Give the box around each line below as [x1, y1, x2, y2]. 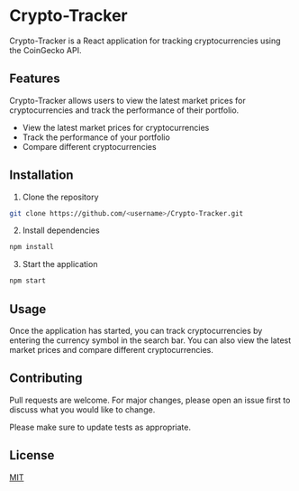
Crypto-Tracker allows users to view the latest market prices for [9, 95, 246, 106]
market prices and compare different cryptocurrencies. [9, 345, 214, 355]
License [9, 448, 55, 463]
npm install [9, 243, 54, 252]
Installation [9, 168, 74, 183]
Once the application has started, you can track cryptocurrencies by [9, 326, 263, 336]
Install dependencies [22, 225, 101, 236]
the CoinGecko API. [9, 44, 82, 55]
